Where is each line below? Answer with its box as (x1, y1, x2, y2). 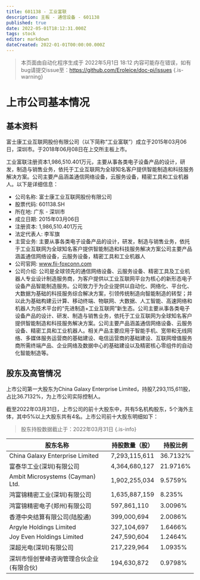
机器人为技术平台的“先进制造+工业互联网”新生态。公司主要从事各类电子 (14, 305, 190, 312)
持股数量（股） (111, 441, 154, 449)
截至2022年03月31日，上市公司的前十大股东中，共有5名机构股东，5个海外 (6, 405, 189, 412)
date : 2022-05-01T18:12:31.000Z (6, 25, 86, 32)
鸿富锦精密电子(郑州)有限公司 (9, 501, 92, 510)
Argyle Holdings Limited (9, 523, 76, 531)
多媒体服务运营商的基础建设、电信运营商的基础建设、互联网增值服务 (25, 334, 192, 341)
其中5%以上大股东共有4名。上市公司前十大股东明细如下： (16, 413, 159, 420)
